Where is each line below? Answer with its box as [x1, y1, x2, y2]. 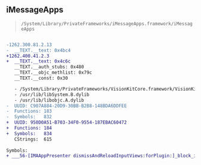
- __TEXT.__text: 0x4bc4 [6, 47, 71, 53]
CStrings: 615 [14, 136, 52, 142]
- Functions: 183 [6, 108, 52, 115]
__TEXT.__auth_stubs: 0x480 [14, 64, 84, 70]
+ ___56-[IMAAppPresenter [6, 153, 71, 159]
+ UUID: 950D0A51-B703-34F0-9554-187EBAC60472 [6, 119, 127, 125]
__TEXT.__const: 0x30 [14, 75, 68, 82]
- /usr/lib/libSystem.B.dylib [14, 91, 90, 98]
